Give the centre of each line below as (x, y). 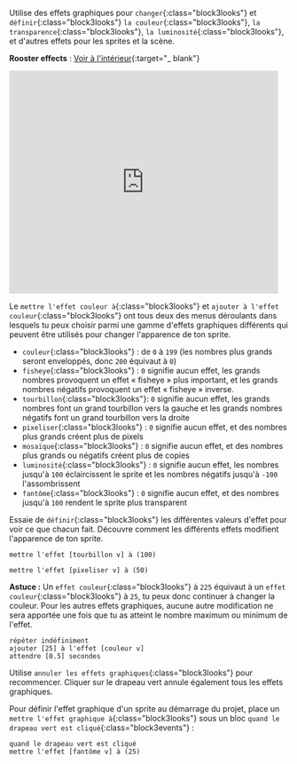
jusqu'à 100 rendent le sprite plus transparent (105, 502)
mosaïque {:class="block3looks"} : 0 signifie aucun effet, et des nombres (152, 446)
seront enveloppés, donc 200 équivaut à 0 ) (99, 361)
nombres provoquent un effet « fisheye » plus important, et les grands (150, 380)
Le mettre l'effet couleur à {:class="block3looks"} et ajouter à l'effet (144, 306)
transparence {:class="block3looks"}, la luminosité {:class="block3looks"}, (147, 32)
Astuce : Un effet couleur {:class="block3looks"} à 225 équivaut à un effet (148, 587)
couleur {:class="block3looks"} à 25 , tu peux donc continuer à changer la (142, 596)
